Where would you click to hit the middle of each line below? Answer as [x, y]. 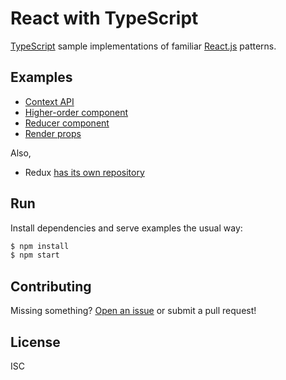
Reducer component [67, 123]
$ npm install [40, 246]
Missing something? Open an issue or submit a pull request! [133, 311]
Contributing [51, 286]
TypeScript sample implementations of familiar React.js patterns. [143, 46]
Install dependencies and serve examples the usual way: [126, 228]
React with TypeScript [104, 18]
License [35, 342]
